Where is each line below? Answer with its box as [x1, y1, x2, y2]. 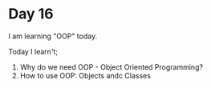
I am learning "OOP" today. [8, 31, 98, 41]
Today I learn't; [8, 46, 59, 56]
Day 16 [8, 5, 54, 23]
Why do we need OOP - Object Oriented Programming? [19, 62, 203, 72]
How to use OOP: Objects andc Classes [19, 70, 151, 80]
